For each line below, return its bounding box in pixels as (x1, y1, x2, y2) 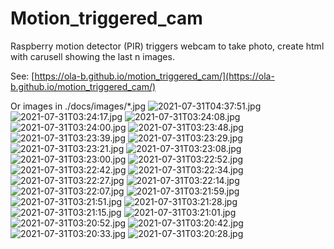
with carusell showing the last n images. (10, 50, 175, 62)
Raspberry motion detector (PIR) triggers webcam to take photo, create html (10, 40, 325, 52)
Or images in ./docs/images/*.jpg (10, 100, 146, 112)
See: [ (10, 70, 35, 82)
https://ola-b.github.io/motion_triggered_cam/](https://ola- (34, 70, 275, 82)
